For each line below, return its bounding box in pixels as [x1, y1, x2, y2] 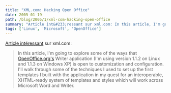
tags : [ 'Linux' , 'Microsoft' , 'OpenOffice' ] [5, 26, 101, 32]
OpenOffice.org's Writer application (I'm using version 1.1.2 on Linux [17, 55, 160, 61]
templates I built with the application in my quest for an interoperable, [17, 72, 163, 78]
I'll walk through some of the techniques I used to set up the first [17, 67, 154, 73]
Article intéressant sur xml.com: [5, 40, 72, 46]
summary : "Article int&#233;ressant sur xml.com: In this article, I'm [5, 21, 160, 27]
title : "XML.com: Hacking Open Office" [5, 7, 90, 13]
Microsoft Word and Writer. [17, 82, 75, 89]
